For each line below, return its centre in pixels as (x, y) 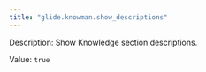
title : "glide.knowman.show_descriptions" (88, 17)
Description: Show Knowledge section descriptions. (103, 42)
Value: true (30, 59)
